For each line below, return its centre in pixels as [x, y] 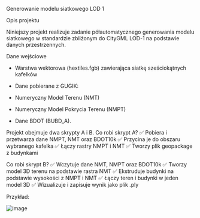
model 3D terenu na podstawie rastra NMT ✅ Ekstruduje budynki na [90, 171]
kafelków [26, 74]
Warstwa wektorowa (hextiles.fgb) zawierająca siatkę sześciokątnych [101, 68]
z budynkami [22, 153]
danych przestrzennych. [36, 45]
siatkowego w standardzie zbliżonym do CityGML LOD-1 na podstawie [93, 38]
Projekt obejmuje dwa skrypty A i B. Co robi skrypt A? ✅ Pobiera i [87, 132]
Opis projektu [23, 20]
